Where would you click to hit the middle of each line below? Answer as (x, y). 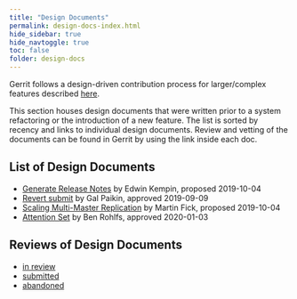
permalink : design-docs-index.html (75, 26)
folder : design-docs (48, 59)
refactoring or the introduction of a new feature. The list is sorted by (134, 120)
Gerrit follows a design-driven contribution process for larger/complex (138, 84)
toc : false (29, 51)
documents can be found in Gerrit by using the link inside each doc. (133, 139)
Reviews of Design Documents (96, 245)
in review (39, 266)
